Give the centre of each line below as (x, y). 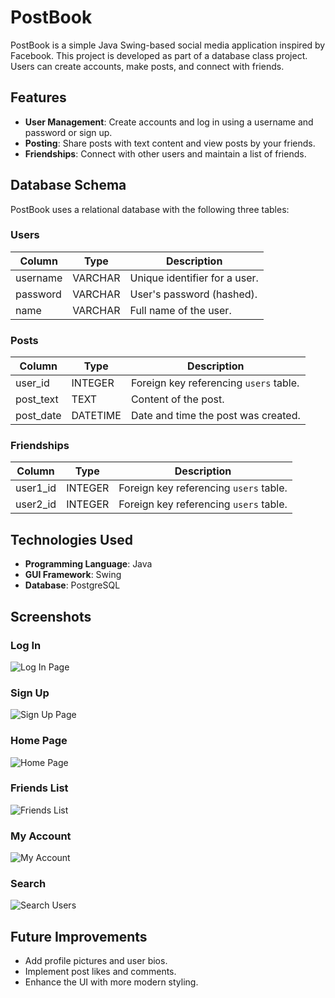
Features (38, 97)
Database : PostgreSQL (72, 585)
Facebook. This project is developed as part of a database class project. (159, 55)
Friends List (39, 788)
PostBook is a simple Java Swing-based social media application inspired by (168, 45)
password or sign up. (68, 132)
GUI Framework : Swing (73, 575)
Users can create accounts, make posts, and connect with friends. (147, 66)
